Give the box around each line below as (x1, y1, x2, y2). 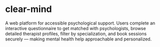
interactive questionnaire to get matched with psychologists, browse (5, 25, 146, 31)
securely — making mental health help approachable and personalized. (5, 36, 152, 42)
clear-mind (5, 3, 52, 15)
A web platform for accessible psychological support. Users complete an (5, 20, 155, 26)
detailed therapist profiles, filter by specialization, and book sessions (5, 30, 147, 36)
